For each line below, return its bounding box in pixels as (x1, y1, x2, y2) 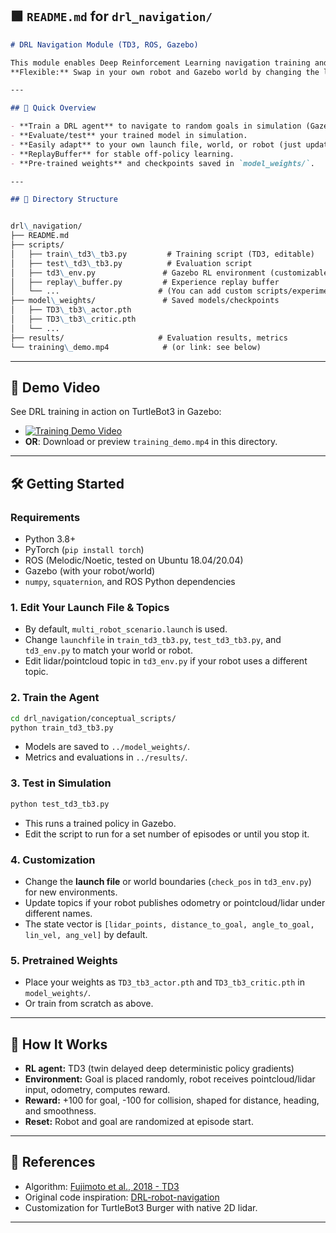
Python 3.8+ (24, 533, 77, 545)
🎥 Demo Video (10, 379, 101, 396)
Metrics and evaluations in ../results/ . (24, 751, 188, 763)
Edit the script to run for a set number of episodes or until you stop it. (24, 828, 310, 840)
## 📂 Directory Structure (10, 194, 118, 205)
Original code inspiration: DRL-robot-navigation (24, 1191, 220, 1203)
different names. (24, 907, 93, 919)
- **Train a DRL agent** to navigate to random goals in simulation (10, 121, 302, 132)
